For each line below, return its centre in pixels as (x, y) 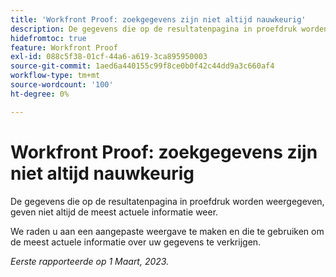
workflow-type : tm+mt (55, 76)
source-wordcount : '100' (62, 85)
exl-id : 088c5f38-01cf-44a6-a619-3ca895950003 (109, 57)
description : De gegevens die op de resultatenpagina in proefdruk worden (169, 29)
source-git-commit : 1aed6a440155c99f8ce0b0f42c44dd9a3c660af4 (142, 66)
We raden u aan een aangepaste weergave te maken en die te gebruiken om (167, 231)
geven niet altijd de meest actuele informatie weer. (114, 212)
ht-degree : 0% (40, 94)
